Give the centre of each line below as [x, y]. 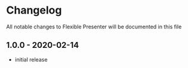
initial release [31, 59]
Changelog [34, 10]
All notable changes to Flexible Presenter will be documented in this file [94, 27]
